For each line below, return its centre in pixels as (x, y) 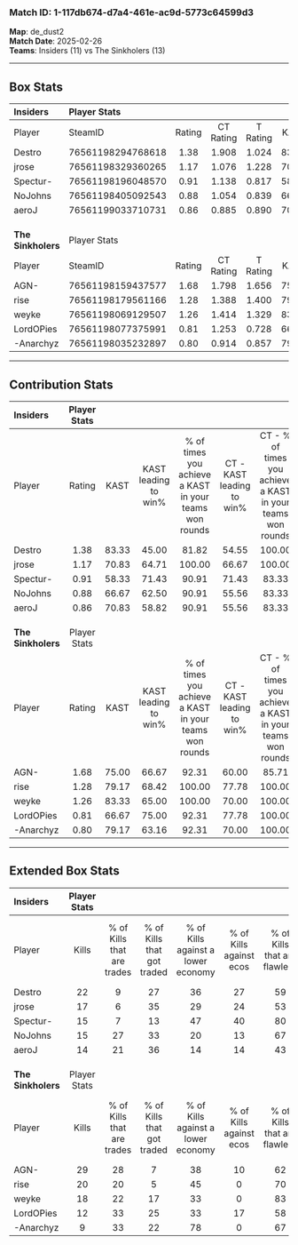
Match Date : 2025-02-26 (56, 41)
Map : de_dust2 (37, 32)
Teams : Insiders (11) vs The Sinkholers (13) (87, 51)
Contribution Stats (61, 384)
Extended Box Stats (64, 871)
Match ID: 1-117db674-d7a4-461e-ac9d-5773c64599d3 (132, 12)
